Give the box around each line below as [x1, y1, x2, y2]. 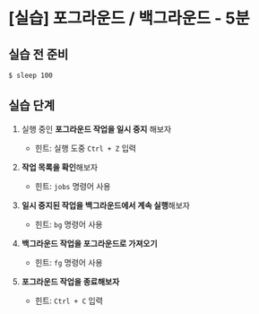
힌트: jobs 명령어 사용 [34, 180, 111, 191]
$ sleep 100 [8, 71, 53, 80]
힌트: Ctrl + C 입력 [34, 295, 104, 306]
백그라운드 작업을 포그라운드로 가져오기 [21, 238, 158, 249]
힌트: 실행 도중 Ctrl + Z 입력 [34, 143, 136, 153]
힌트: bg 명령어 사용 [34, 219, 103, 230]
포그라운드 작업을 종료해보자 [21, 275, 120, 287]
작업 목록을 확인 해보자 [21, 161, 99, 172]
